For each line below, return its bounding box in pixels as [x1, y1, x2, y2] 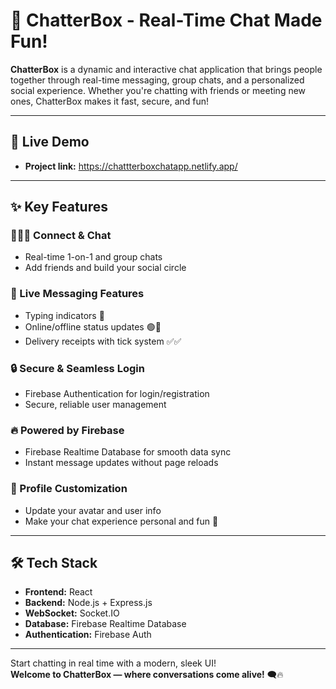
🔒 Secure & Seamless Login [10, 361, 145, 375]
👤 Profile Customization [10, 482, 128, 496]
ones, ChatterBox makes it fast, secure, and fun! [10, 95, 210, 107]
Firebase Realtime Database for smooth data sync [24, 446, 232, 458]
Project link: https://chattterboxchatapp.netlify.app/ [24, 160, 238, 172]
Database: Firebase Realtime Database [24, 618, 187, 630]
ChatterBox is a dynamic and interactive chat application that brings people [10, 63, 323, 75]
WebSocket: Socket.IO [24, 607, 120, 619]
